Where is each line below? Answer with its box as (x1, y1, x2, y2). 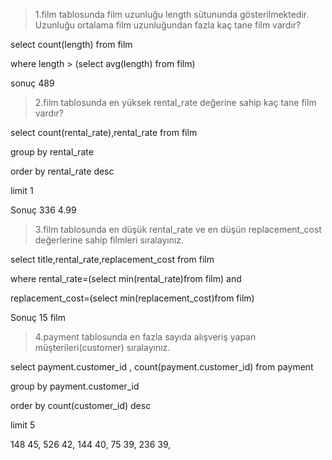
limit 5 (10, 419, 36, 431)
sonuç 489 (10, 77, 55, 89)
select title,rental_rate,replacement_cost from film (10, 254, 215, 265)
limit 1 (10, 185, 34, 196)
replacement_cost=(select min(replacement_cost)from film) (10, 292, 255, 304)
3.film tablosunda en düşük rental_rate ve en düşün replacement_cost (34, 224, 322, 235)
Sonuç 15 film (10, 312, 67, 323)
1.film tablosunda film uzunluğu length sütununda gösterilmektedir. (34, 9, 310, 20)
